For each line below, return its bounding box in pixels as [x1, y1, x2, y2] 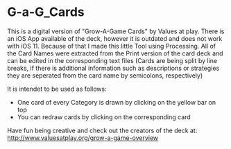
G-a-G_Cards [7, 4, 85, 20]
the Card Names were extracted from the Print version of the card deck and [7, 49, 223, 58]
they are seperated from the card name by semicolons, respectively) [7, 71, 203, 80]
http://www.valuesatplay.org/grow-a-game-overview [7, 133, 159, 142]
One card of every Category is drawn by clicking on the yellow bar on [17, 98, 216, 106]
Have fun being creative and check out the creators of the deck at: [7, 126, 198, 134]
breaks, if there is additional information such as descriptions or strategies [7, 64, 220, 72]
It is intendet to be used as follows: [7, 85, 107, 93]
